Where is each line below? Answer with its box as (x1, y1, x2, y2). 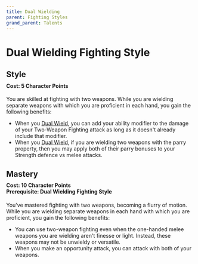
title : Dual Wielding (6, 8, 60, 15)
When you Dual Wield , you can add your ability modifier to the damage (14, 120, 189, 127)
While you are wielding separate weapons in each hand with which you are (6, 207, 190, 215)
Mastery (6, 168, 39, 179)
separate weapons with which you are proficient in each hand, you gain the (6, 102, 191, 109)
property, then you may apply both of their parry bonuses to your (14, 145, 175, 152)
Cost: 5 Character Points (6, 82, 69, 90)
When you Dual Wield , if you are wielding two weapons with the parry (14, 139, 187, 146)
